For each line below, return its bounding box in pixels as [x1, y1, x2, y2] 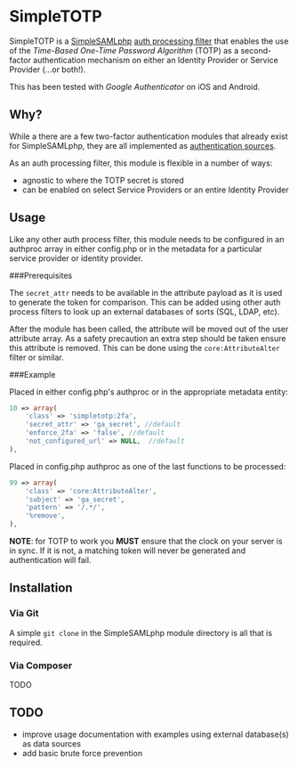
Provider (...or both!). [9, 64, 86, 75]
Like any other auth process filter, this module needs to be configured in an [9, 233, 285, 244]
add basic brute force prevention [21, 747, 143, 758]
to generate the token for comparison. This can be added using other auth [9, 297, 281, 307]
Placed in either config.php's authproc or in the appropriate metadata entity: [9, 386, 289, 397]
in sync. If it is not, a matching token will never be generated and [9, 545, 246, 556]
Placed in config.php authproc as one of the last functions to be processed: [9, 461, 286, 471]
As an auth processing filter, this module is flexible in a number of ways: [9, 158, 273, 168]
